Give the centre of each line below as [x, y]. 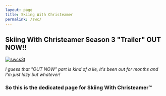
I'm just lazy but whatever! [33, 75]
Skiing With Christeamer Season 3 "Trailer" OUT [83, 39]
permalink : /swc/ [23, 19]
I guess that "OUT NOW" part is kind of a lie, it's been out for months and [82, 69]
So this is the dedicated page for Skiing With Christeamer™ [79, 87]
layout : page [19, 10]
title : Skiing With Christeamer [39, 15]
